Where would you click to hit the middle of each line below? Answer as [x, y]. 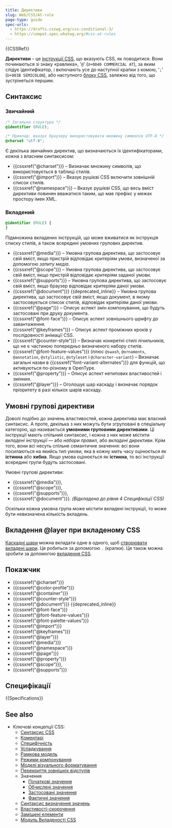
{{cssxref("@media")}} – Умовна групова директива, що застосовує [87, 253]
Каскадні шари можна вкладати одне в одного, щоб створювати [76, 542]
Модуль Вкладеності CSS [48, 820]
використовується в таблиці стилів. [52, 172]
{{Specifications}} [24, 698]
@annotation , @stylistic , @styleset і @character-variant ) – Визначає [86, 357]
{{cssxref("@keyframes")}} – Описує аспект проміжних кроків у [82, 330]
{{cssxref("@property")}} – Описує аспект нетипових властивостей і [87, 373]
